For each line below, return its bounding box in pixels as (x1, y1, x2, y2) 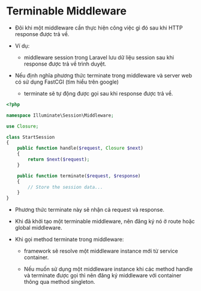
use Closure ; (6, 123, 39, 129)
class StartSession (6, 134, 55, 140)
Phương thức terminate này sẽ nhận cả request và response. (14, 206, 165, 213)
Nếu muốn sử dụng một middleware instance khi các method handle (23, 266, 193, 273)
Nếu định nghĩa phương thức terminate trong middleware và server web (14, 72, 192, 79)
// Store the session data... (28, 184, 103, 190)
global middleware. (14, 224, 62, 231)
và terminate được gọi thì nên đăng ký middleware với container (23, 272, 182, 279)
